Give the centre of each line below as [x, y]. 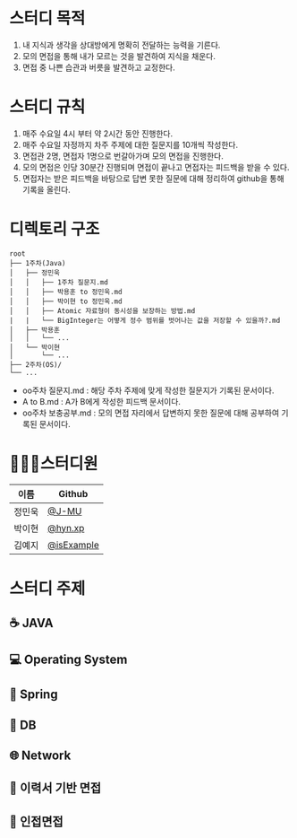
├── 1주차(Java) [38, 263]
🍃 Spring [34, 695]
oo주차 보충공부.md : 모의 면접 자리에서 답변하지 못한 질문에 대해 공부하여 [151, 413]
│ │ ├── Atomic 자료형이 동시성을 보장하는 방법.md [102, 310]
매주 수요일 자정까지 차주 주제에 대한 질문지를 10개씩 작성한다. [130, 144]
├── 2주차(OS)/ [36, 364]
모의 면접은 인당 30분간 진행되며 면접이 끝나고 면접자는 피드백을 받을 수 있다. [156, 167]
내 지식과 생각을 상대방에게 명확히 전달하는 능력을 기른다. [121, 45]
